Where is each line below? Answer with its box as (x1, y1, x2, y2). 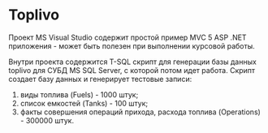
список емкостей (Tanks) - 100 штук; (19, 98, 149, 108)
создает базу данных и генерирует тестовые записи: (8, 74, 192, 84)
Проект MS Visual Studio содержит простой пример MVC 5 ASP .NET (8, 32, 247, 42)
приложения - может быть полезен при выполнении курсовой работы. (8, 41, 255, 50)
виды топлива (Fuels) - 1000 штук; (19, 89, 139, 99)
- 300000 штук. (19, 115, 75, 125)
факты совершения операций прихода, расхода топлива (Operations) (19, 107, 262, 117)
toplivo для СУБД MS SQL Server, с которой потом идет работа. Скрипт (8, 65, 256, 75)
